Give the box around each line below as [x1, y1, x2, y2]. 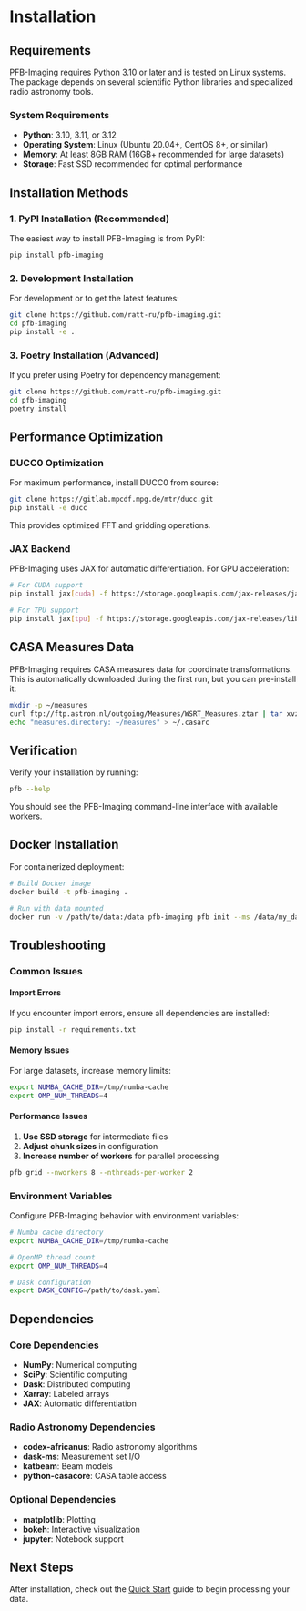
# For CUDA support [9, 581, 84, 590]
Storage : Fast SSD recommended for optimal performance [22, 158, 243, 169]
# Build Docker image [9, 879, 92, 888]
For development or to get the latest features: [9, 293, 179, 304]
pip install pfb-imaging [9, 250, 104, 260]
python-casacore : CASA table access [22, 1471, 167, 1482]
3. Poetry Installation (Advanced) [9, 349, 159, 362]
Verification [9, 742, 78, 758]
